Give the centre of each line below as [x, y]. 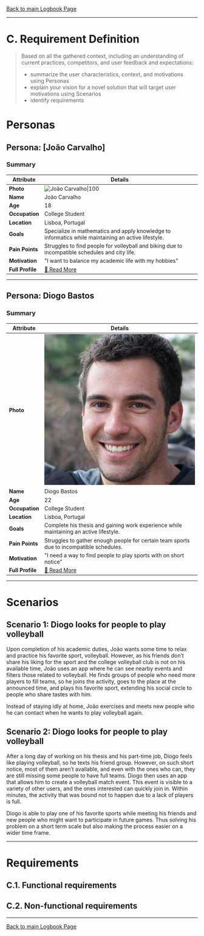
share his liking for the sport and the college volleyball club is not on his [96, 662]
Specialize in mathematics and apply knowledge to [108, 230]
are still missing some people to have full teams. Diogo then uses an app [97, 775]
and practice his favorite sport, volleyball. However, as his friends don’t [95, 656]
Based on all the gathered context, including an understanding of [102, 56]
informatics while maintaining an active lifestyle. [104, 237]
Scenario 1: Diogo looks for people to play [86, 625]
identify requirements [57, 100]
